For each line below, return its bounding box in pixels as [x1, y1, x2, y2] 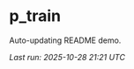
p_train [9, 6, 62, 26]
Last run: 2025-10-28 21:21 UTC [9, 52, 126, 62]
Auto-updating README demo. [9, 35, 122, 45]
